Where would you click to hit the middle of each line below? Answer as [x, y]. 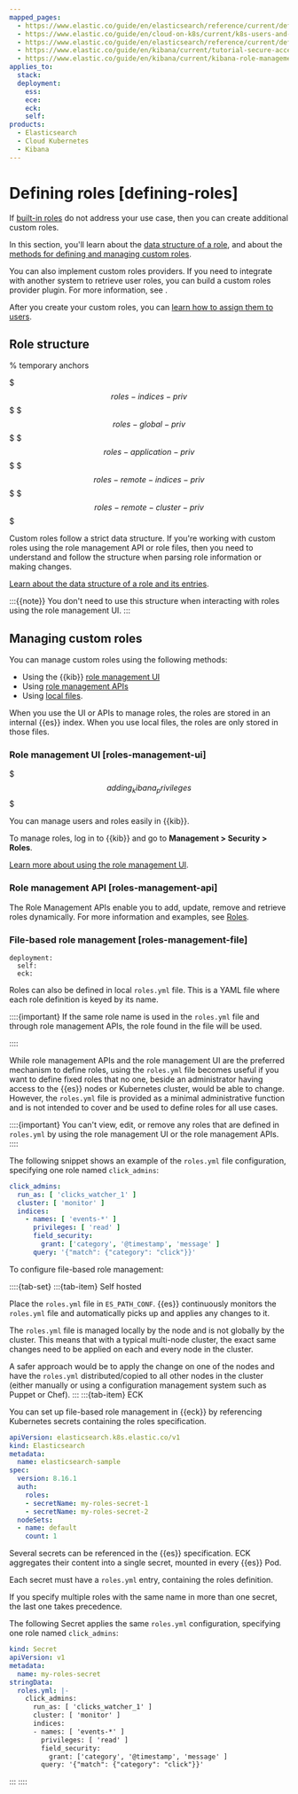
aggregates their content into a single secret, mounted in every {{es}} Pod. [145, 1563]
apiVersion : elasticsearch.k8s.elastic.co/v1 [94, 1438]
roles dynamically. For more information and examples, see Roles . [129, 917]
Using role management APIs [75, 686]
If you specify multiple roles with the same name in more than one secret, [143, 1597]
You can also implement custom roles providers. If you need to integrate [141, 270]
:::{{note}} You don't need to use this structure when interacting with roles [145, 601]
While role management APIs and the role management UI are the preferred [147, 1060]
